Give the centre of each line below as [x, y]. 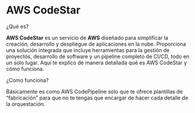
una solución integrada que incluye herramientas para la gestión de [88, 50]
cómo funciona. [25, 69]
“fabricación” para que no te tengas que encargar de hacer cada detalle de [97, 98]
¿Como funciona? [27, 80]
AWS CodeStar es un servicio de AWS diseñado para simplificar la [87, 37]
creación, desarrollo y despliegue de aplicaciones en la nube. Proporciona [96, 44]
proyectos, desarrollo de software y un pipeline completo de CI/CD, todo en [98, 56]
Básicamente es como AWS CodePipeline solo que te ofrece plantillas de [95, 91]
